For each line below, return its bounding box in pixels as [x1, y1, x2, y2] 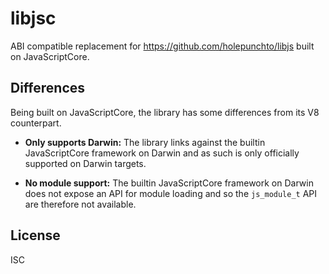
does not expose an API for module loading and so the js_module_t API [24, 187, 318, 199]
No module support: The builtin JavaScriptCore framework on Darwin [24, 177, 314, 189]
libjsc [10, 7, 57, 30]
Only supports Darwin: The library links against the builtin [24, 136, 266, 148]
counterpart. [10, 117, 62, 129]
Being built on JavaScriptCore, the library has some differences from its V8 [10, 106, 320, 118]
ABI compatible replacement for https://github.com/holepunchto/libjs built [10, 40, 315, 52]
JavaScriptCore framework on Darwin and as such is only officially [24, 147, 300, 159]
